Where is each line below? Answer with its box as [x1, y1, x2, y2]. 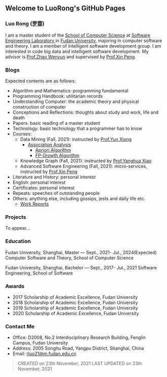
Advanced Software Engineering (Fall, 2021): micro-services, [20, 163, 148, 169]
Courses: [12, 130, 32, 136]
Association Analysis [27, 142, 71, 148]
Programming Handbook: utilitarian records [12, 93, 103, 99]
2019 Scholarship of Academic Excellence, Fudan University [12, 304, 138, 311]
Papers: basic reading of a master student [12, 120, 100, 126]
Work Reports [20, 200, 49, 207]
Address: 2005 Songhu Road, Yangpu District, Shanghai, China [12, 345, 144, 352]
